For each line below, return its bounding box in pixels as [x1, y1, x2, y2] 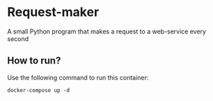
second [7, 34, 29, 42]
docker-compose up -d [7, 86, 70, 94]
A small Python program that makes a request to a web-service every [7, 27, 207, 36]
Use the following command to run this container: [7, 73, 149, 81]
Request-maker [7, 4, 100, 20]
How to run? [7, 55, 61, 67]
